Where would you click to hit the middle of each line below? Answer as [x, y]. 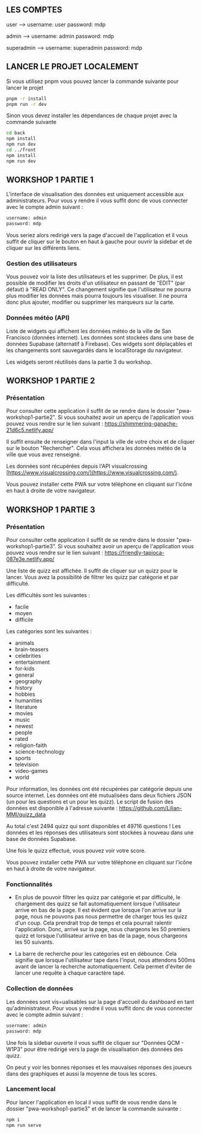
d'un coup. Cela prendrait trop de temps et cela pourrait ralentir [93, 923]
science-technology [40, 752]
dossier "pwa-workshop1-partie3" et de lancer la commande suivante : [94, 1108]
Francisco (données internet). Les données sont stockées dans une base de [100, 337]
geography [28, 681]
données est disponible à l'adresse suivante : [62, 808]
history [24, 688]
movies [24, 713]
